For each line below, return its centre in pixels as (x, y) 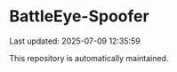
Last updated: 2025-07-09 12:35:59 (75, 41)
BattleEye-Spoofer (79, 16)
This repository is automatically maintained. (89, 58)
